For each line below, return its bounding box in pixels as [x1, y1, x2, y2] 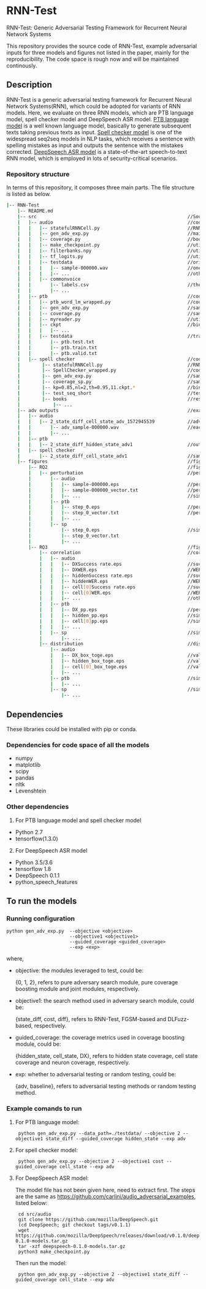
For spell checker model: [15, 1146, 78, 1154]
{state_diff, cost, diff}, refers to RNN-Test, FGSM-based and [15, 1016, 167, 1023]
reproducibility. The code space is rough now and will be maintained [6, 55, 179, 63]
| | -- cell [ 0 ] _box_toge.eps [50, 663, 128, 670]
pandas [15, 774, 35, 781]
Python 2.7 [15, 828, 43, 835]
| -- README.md [17, 208, 53, 214]
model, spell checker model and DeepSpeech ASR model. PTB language [6, 115, 189, 123]
